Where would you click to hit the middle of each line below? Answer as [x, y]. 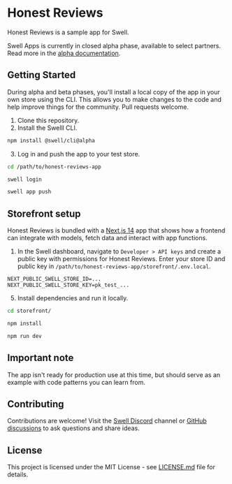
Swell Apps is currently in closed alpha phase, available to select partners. [114, 45]
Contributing [36, 404]
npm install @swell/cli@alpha [51, 140]
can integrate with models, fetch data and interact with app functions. [107, 238]
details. [18, 475]
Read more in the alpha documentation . [64, 53]
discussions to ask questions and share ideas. [73, 428]
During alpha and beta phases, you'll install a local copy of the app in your [114, 91]
